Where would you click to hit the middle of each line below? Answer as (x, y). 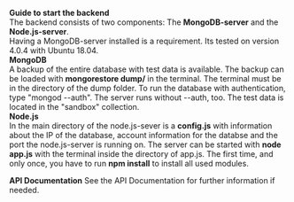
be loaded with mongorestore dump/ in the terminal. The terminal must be (145, 78)
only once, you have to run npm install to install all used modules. (129, 163)
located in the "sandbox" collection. (74, 107)
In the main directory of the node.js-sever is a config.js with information (141, 126)
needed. (24, 190)
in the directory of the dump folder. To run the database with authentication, (147, 88)
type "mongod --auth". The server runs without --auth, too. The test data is (147, 97)
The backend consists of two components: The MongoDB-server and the (144, 22)
